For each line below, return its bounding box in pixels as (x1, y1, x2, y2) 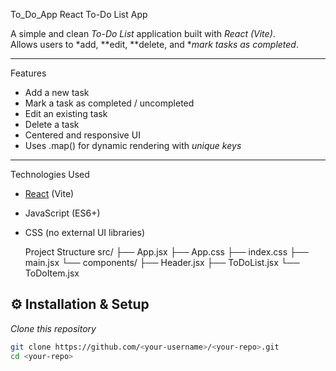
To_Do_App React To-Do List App (10, 9, 148, 20)
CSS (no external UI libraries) (24, 227, 146, 238)
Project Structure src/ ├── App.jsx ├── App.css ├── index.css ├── (24, 246, 309, 258)
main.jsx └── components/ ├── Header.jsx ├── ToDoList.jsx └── (24, 257, 300, 268)
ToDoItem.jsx (24, 267, 80, 279)
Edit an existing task (24, 108, 108, 119)
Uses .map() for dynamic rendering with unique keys (24, 140, 242, 151)
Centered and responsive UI (24, 129, 141, 141)
